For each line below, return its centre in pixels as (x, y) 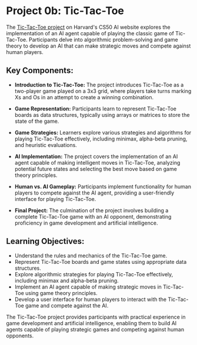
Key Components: (40, 71)
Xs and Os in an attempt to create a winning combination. (84, 97)
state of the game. (37, 121)
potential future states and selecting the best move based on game (96, 169)
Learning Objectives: (45, 241)
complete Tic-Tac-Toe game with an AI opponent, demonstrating (93, 216)
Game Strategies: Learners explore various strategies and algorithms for (103, 132)
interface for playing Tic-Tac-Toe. (55, 199)
